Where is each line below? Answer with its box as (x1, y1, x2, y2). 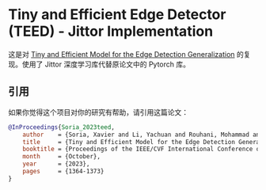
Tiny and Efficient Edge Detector (8, 6, 226, 24)
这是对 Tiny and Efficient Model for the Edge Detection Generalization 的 (8, 49, 244, 59)
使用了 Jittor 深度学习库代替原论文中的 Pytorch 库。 (21, 59, 190, 69)
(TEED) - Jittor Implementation (8, 22, 214, 40)
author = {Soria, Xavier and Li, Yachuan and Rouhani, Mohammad (22, 131, 249, 139)
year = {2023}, (22, 160, 90, 168)
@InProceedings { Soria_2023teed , (8, 123, 115, 131)
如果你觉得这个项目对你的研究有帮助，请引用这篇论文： (8, 107, 188, 116)
